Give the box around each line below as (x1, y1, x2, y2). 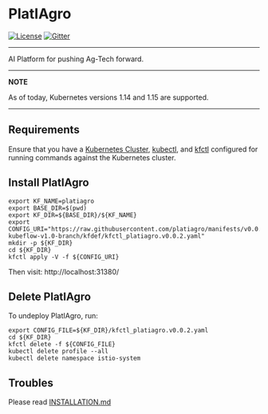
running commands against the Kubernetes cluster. (8, 152, 176, 162)
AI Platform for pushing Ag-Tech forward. (8, 53, 144, 64)
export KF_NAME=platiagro (8, 197, 94, 205)
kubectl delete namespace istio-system (8, 354, 141, 363)
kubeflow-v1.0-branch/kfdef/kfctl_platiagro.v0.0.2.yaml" (8, 232, 205, 240)
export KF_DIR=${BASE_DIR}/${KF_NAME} (8, 211, 137, 219)
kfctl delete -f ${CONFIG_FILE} (8, 341, 116, 349)
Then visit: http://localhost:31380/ (8, 266, 120, 276)
